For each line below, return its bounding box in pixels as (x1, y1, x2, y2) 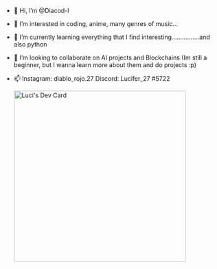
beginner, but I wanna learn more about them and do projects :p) (13, 61, 197, 68)
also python (13, 40, 47, 48)
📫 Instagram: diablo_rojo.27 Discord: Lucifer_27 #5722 (13, 75, 170, 82)
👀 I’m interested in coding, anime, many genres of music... (13, 20, 179, 27)
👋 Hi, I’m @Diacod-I (13, 7, 70, 14)
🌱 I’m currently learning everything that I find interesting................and (13, 33, 211, 41)
